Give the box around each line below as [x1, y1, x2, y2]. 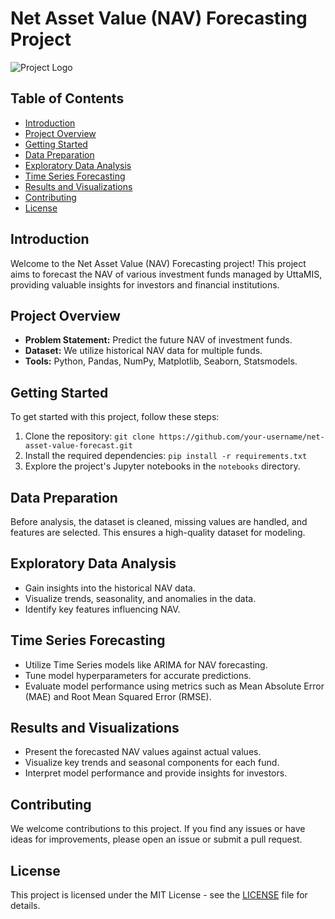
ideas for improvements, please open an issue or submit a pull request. [10, 833, 303, 846]
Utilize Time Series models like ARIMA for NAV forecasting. [24, 658, 268, 671]
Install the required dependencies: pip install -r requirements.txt [24, 450, 308, 462]
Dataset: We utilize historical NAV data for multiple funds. [24, 345, 263, 357]
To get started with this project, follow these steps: [10, 411, 220, 423]
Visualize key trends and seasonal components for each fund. [24, 757, 280, 769]
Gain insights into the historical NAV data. [24, 582, 197, 594]
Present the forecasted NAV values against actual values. [24, 746, 262, 758]
